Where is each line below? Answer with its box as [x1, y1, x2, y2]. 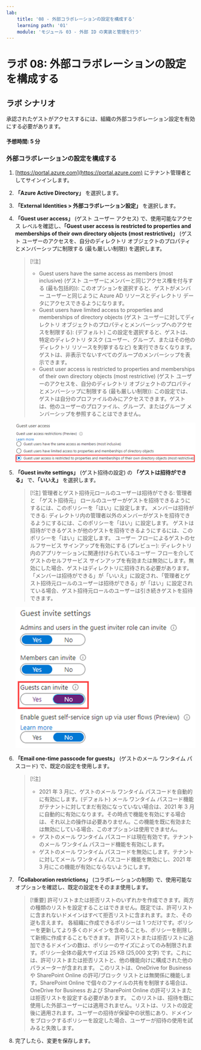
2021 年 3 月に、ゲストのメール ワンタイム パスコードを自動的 [38, 787, 193, 795]
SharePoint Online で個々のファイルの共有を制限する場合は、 [40, 979, 191, 986]
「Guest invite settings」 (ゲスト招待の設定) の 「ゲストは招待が [14, 469, 176, 476]
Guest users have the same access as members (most [38, 270, 173, 277]
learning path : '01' [17, 22, 68, 28]
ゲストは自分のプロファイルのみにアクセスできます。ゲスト [38, 395, 186, 403]
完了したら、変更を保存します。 [14, 1037, 94, 1044]
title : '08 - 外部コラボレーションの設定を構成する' [17, 16, 135, 22]
